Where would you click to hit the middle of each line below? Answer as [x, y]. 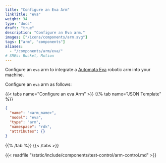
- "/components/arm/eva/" [36, 51]
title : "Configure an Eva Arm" [37, 10]
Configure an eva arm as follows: [38, 84]
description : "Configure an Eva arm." [45, 33]
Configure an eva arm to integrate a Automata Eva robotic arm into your [78, 70]
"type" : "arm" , [25, 122]
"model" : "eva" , [26, 118]
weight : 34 [16, 19]
